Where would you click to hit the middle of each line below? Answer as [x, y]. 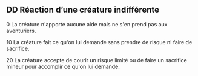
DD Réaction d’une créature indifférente [83, 10]
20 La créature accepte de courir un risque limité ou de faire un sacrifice [97, 60]
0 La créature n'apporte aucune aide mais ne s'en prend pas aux [87, 24]
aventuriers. [21, 31]
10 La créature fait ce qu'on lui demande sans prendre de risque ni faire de [99, 42]
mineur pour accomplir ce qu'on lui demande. [63, 66]
